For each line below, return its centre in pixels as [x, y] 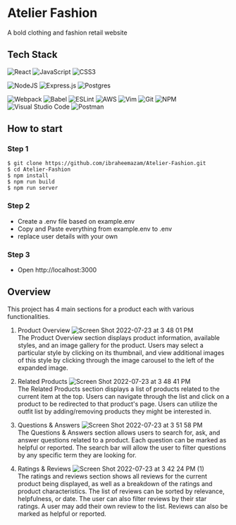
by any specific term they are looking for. [77, 455]
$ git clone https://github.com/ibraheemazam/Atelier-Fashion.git [107, 164]
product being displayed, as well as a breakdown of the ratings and [115, 483]
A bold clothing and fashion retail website [68, 32]
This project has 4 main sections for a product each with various [101, 309]
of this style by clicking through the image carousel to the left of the [116, 360]
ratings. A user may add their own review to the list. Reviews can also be [123, 506]
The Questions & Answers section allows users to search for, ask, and [119, 433]
